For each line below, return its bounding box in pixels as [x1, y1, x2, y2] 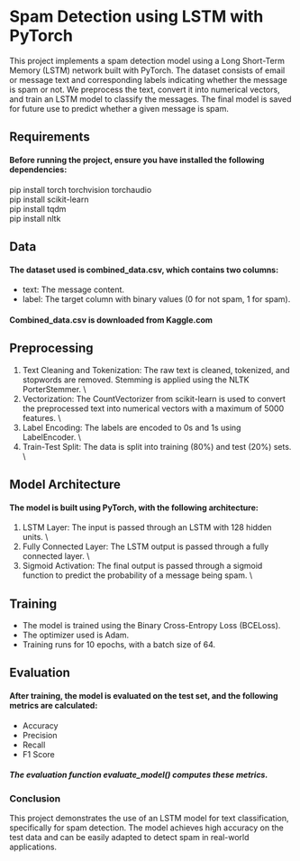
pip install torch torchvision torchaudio [9, 184, 152, 195]
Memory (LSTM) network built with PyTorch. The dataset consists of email [9, 65, 286, 76]
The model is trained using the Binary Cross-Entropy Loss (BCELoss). [22, 619, 281, 630]
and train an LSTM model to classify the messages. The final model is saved [9, 93, 292, 105]
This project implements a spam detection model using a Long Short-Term [9, 55, 286, 66]
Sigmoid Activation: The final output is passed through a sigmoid [22, 561, 263, 572]
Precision [22, 729, 58, 740]
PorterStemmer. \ [22, 383, 87, 394]
